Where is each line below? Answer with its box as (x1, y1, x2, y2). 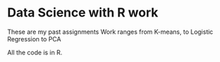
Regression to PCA (7, 34, 61, 43)
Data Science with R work (7, 5, 159, 21)
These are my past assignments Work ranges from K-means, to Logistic (7, 28, 214, 36)
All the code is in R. (7, 48, 63, 56)
